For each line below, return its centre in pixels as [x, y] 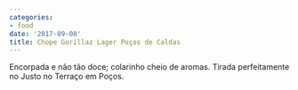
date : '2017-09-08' [45, 34]
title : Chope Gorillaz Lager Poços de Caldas [95, 42]
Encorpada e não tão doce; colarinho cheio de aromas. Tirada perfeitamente [149, 67]
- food [21, 26]
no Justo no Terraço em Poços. [67, 77]
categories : [31, 17]
